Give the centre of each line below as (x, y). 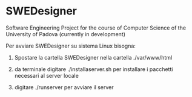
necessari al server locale (47, 75)
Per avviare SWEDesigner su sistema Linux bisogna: (71, 46)
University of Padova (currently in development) (65, 34)
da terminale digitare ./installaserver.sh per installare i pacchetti (94, 69)
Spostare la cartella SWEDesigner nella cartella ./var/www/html (93, 57)
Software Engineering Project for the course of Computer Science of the (96, 28)
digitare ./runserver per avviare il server (64, 87)
